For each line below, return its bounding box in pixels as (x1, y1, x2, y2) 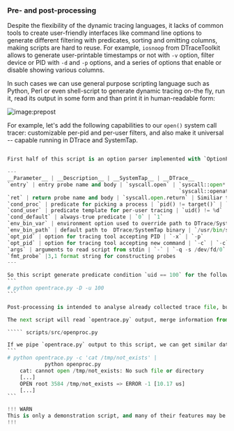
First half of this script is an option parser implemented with (7, 156, 201, 162)
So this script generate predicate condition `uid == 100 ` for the (7, 271, 208, 279)
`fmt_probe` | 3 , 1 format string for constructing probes (7, 252, 176, 259)
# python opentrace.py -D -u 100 (7, 285, 104, 292)
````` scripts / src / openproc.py (7, 328, 98, 336)
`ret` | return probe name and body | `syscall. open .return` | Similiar (7, 194, 223, 201)
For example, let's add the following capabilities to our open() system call (7, 121, 217, 130)
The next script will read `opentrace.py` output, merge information (7, 316, 214, 323)
